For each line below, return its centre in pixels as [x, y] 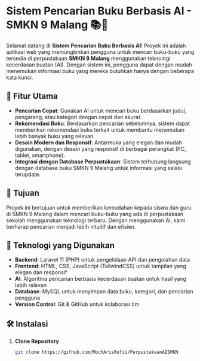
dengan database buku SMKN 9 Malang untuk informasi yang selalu [99, 168]
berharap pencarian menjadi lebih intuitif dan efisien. [71, 226]
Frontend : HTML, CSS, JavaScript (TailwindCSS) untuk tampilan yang [100, 266]
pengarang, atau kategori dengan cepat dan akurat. [78, 117]
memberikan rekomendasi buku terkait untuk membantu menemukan [100, 129]
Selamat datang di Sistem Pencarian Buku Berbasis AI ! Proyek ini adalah [96, 45]
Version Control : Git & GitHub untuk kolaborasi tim [77, 304]
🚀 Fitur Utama [32, 96]
